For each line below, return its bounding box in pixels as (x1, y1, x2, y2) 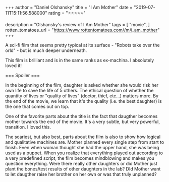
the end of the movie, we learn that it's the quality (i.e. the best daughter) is (5, 98, 162, 104)
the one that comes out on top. (5, 103, 70, 109)
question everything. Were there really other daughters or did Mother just (5, 161, 158, 166)
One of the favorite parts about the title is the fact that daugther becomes (5, 113, 158, 119)
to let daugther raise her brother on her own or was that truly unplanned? (5, 171, 157, 177)
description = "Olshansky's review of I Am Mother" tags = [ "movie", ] (5, 22, 150, 27)
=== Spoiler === (5, 73, 40, 78)
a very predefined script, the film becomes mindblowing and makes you (5, 155, 155, 161)
